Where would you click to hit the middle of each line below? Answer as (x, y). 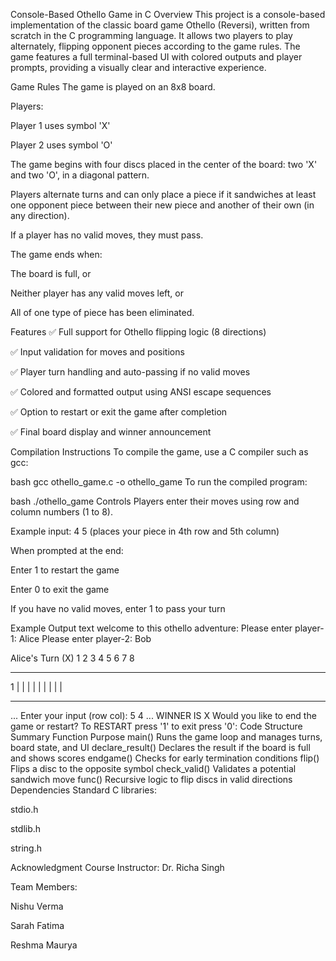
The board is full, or (51, 273)
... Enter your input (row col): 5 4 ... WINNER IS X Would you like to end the (163, 715)
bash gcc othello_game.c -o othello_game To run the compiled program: (159, 482)
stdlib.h (26, 828)
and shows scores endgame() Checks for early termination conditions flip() (165, 758)
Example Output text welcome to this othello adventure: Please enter (151, 628)
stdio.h (24, 809)
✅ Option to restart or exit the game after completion (119, 412)
